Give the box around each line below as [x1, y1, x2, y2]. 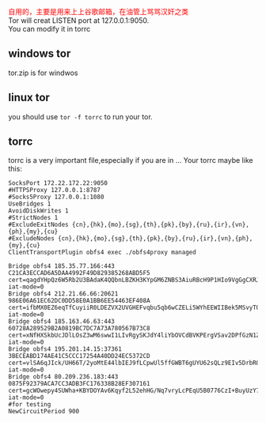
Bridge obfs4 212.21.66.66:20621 [8, 290, 119, 298]
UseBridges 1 [8, 200, 51, 208]
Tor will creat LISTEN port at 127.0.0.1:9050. [8, 16, 150, 25]
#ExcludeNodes [8, 235, 55, 243]
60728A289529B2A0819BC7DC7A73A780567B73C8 [8, 325, 150, 333]
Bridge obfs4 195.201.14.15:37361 [8, 345, 123, 353]
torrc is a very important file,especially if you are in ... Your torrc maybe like [8, 156, 253, 165]
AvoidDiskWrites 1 [8, 207, 69, 215]
